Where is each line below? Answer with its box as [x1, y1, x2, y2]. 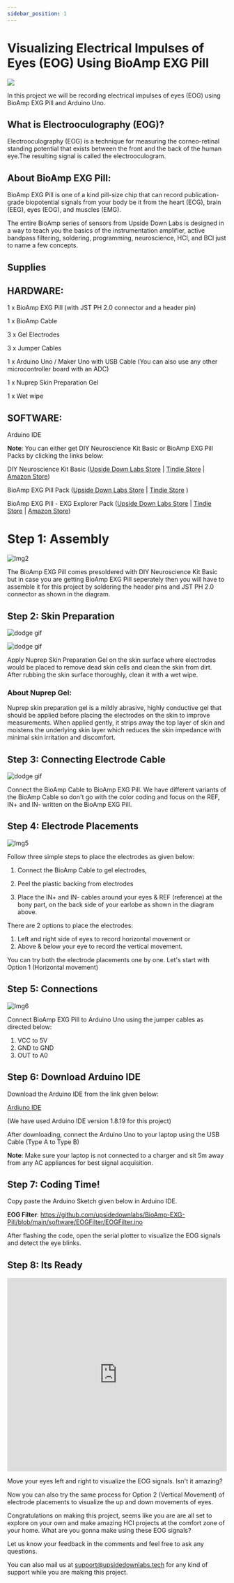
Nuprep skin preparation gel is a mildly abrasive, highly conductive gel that [7, 704, 221, 712]
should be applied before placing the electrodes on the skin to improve [7, 711, 210, 720]
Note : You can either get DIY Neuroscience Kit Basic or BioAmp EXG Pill [7, 444, 214, 453]
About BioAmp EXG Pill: [7, 172, 111, 184]
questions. [7, 1547, 38, 1556]
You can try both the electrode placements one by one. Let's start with [7, 955, 210, 964]
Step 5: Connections [7, 983, 98, 995]
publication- [184, 191, 219, 199]
